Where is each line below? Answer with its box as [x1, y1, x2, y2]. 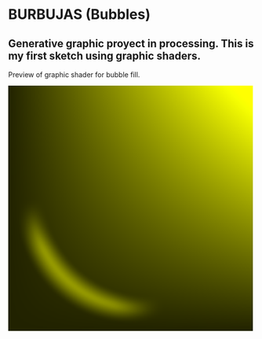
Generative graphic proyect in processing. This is [8, 37, 254, 50]
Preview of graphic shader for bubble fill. [8, 70, 140, 79]
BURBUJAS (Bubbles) [8, 6, 151, 24]
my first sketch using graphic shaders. [8, 49, 202, 62]
